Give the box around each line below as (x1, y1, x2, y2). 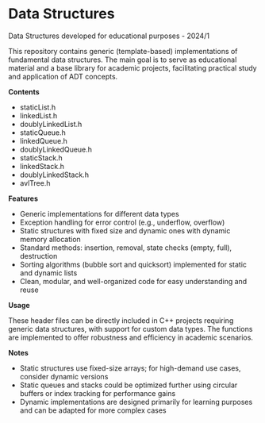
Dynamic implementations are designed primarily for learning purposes (19, 397, 253, 406)
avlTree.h (19, 178, 51, 187)
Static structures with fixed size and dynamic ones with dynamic (19, 225, 231, 235)
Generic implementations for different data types (19, 209, 180, 218)
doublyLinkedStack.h (19, 170, 90, 179)
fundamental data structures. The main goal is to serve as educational (8, 55, 237, 64)
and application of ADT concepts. (8, 71, 118, 81)
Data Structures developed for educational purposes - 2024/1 (8, 31, 210, 40)
